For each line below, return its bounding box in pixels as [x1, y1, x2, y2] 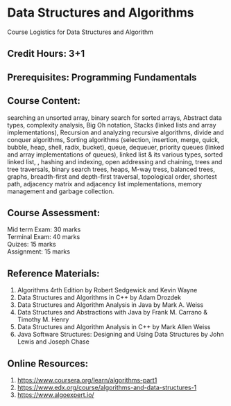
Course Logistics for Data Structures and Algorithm [7, 28, 154, 36]
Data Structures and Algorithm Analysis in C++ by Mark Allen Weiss [17, 323, 211, 331]
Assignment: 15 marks [7, 247, 71, 256]
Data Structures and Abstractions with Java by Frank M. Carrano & [17, 308, 208, 317]
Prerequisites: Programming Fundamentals [7, 71, 197, 83]
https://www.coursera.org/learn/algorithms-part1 [17, 376, 157, 384]
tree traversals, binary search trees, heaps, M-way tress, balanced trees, [7, 165, 215, 173]
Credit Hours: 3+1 [7, 48, 85, 60]
